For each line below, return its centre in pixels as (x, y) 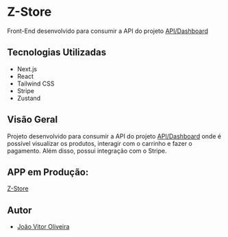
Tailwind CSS (36, 84)
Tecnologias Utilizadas (57, 52)
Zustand (29, 98)
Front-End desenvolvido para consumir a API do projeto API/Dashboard (108, 31)
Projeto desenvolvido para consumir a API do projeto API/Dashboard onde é (114, 136)
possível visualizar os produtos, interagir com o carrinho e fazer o (100, 143)
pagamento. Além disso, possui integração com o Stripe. (87, 151)
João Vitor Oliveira (43, 227)
